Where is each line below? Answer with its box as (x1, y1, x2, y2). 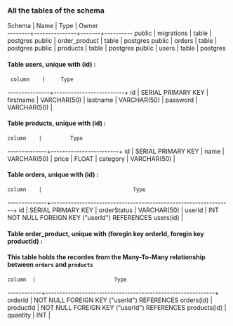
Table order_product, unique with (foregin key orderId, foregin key (7, 229, 205, 237)
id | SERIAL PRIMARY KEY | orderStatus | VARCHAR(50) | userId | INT (18, 206, 220, 214)
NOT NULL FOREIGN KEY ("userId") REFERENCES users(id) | (7, 213, 184, 221)
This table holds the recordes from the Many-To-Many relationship (7, 253, 206, 261)
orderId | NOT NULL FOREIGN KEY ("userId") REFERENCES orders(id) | (7, 296, 213, 304)
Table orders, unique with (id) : (7, 171, 99, 179)
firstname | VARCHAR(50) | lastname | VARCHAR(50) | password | (7, 96, 198, 104)
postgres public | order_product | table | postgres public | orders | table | (7, 37, 218, 45)
